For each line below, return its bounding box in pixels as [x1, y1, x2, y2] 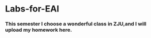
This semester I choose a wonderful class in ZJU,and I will [5, 21, 147, 27]
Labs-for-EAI [5, 3, 60, 14]
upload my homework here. [5, 26, 72, 33]
